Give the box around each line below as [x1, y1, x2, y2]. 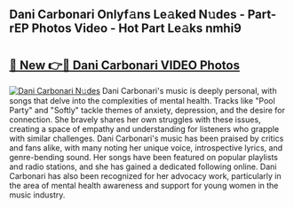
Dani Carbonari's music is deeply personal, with [101, 86, 277, 96]
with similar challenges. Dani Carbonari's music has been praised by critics [9, 133, 284, 143]
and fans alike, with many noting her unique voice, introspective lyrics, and [9, 143, 282, 153]
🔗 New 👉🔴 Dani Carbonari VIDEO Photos [9, 58, 240, 73]
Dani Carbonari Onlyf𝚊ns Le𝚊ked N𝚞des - [9, 7, 246, 22]
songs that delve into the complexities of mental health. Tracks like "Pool [9, 96, 275, 105]
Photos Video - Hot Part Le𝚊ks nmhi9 [31, 21, 242, 36]
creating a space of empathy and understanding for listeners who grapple [9, 124, 280, 134]
